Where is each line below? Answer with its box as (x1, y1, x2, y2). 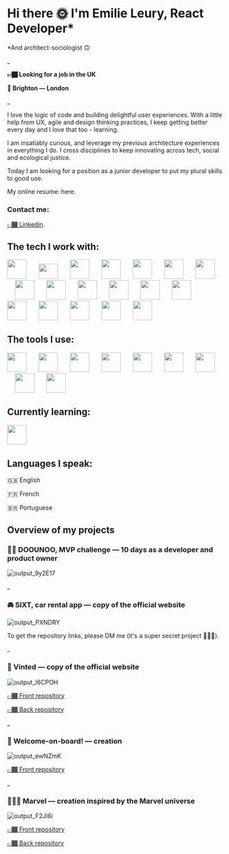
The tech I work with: (7, 241, 100, 252)
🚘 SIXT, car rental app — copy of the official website (7, 600, 186, 610)
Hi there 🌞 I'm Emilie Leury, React (7, 6, 204, 21)
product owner (7, 553, 58, 563)
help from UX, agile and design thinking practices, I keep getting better (7, 118, 208, 126)
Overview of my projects (7, 524, 115, 536)
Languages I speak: (7, 458, 93, 470)
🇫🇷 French (7, 490, 40, 498)
